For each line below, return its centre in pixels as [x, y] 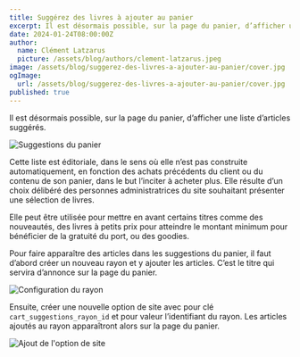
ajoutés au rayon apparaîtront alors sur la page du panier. [115, 326]
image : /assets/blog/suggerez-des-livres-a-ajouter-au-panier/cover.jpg [147, 68]
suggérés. [28, 127]
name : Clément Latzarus [61, 51]
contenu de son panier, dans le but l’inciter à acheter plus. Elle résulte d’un [146, 180]
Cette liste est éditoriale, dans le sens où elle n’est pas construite [129, 162]
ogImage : [25, 76]
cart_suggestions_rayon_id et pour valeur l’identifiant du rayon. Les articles [148, 316]
